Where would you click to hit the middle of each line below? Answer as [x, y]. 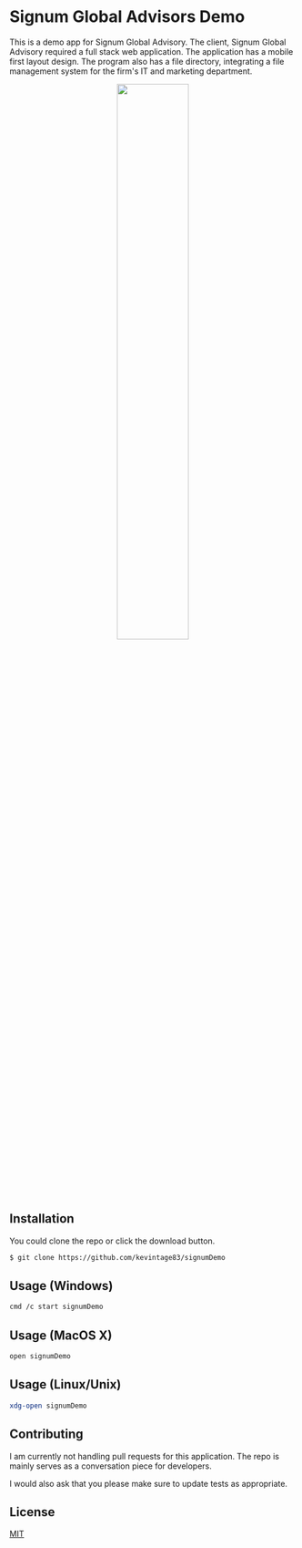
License [32, 1512]
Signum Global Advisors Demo [127, 17]
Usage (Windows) [61, 1286]
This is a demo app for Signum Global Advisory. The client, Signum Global [148, 42]
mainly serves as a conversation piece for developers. [111, 1466]
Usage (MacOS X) [61, 1335]
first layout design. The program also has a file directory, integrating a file [147, 61]
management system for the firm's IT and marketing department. [131, 71]
